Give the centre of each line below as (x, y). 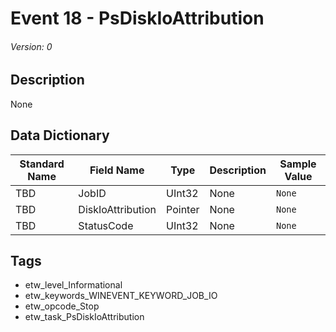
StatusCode (106, 225)
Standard (42, 164)
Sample (298, 164)
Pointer (183, 209)
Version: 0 (31, 46)
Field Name (117, 170)
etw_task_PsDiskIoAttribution (84, 317)
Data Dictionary (60, 135)
